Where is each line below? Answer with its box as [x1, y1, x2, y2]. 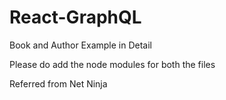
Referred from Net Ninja [9, 77, 108, 90]
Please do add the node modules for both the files [9, 58, 216, 70]
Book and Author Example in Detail [9, 39, 153, 51]
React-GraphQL [9, 6, 142, 29]
